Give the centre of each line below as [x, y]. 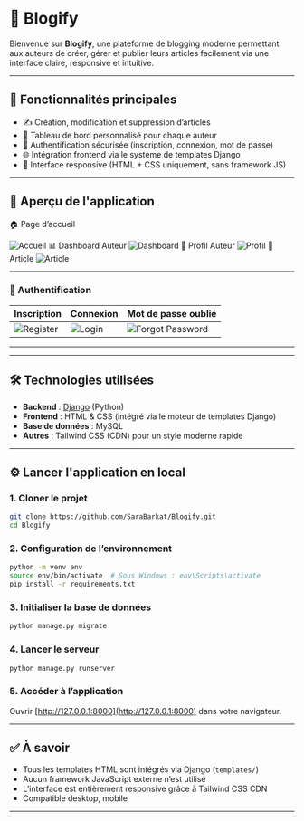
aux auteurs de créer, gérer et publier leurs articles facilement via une [139, 53]
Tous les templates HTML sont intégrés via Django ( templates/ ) [141, 769]
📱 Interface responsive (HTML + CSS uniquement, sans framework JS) [154, 164]
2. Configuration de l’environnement [91, 549]
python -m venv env [46, 568]
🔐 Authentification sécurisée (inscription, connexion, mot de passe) [148, 145]
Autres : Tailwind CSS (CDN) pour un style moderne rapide [133, 435]
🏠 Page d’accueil [42, 224]
